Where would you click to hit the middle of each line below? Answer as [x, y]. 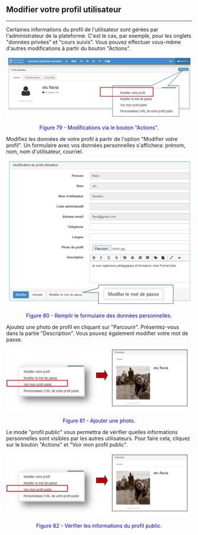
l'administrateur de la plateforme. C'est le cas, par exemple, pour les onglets [99, 35]
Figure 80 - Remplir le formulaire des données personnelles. [99, 316]
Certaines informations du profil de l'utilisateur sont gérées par [82, 29]
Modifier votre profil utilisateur [64, 10]
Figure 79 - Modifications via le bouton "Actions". [99, 127]
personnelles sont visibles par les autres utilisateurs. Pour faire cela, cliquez [98, 438]
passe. [14, 339]
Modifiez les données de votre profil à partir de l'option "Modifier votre [92, 139]
